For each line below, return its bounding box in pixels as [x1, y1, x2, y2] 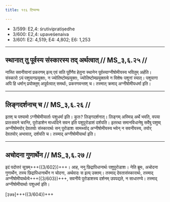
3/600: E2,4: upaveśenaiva [12, 31, 69, 37]
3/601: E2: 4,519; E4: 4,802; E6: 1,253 [12, 36, 91, 43]
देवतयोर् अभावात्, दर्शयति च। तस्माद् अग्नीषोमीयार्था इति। [5, 131, 96, 137]
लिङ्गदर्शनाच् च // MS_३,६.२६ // [5, 100, 91, 109]
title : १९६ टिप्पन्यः [5, 7, 40, 13]
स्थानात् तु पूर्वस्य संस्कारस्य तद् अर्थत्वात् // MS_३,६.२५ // [5, 56, 148, 65]
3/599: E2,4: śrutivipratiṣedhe [12, 26, 75, 32]
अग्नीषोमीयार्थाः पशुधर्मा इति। [5, 181, 50, 187]
